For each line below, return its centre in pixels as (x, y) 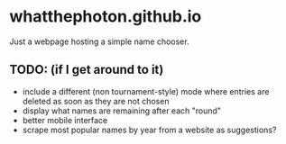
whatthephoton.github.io (106, 17)
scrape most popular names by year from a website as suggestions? (149, 130)
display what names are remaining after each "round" (122, 111)
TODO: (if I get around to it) (87, 70)
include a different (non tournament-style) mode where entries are (146, 91)
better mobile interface (65, 120)
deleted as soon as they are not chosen (96, 101)
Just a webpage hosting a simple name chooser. (99, 41)
